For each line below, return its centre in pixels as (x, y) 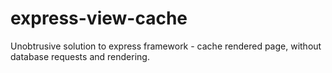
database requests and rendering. (80, 56)
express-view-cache (99, 18)
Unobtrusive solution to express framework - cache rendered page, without (166, 46)
